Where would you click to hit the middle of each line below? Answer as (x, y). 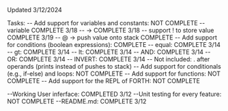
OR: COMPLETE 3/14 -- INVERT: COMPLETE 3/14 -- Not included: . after (109, 59)
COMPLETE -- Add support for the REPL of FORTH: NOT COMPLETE (103, 81)
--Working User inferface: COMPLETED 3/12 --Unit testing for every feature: (114, 94)
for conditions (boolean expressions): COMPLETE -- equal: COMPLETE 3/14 (114, 45)
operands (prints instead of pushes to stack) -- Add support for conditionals (114, 66)
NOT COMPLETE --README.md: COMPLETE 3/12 (77, 101)
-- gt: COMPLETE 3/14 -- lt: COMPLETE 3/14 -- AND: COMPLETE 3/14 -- (109, 52)
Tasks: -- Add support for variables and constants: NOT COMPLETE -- (106, 23)
